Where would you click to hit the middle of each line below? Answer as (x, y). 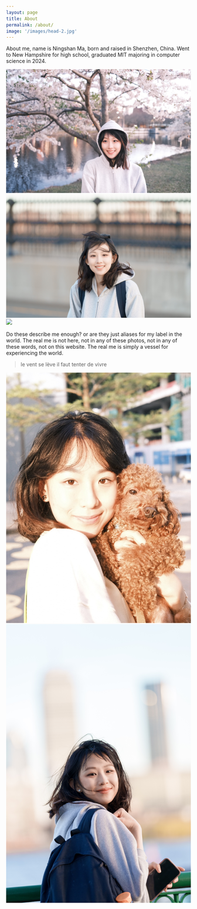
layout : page (22, 12)
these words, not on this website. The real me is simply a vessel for (87, 346)
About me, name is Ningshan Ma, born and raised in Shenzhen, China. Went (98, 49)
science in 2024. (26, 61)
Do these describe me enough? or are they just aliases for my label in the (94, 334)
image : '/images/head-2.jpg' (42, 31)
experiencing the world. (35, 353)
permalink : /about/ (30, 25)
